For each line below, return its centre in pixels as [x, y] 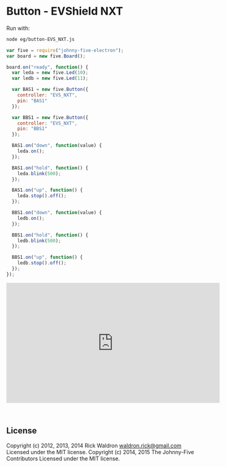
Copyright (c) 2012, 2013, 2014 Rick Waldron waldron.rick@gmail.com [94, 445]
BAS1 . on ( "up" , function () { [48, 190]
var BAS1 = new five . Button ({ [50, 90]
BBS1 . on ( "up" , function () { [48, 258]
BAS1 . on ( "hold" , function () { [50, 168]
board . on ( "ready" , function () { [47, 67]
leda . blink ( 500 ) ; [39, 173]
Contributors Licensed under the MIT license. [63, 458]
